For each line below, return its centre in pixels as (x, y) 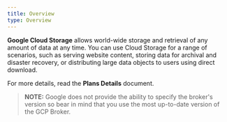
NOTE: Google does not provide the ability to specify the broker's (118, 97)
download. (22, 70)
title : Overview (31, 14)
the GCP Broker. (47, 112)
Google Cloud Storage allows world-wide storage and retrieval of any (108, 40)
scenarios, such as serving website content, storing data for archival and (112, 55)
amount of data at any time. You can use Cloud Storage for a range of (107, 47)
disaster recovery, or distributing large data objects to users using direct (111, 62)
